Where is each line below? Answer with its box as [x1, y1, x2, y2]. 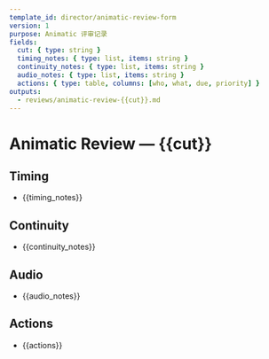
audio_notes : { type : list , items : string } [17, 71, 185, 80]
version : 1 [9, 21, 50, 30]
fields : [9, 37, 38, 47]
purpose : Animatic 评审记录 [9, 29, 108, 38]
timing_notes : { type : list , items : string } [17, 54, 189, 63]
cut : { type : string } [17, 46, 101, 55]
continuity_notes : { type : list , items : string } [17, 63, 204, 72]
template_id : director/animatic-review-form [9, 12, 177, 22]
